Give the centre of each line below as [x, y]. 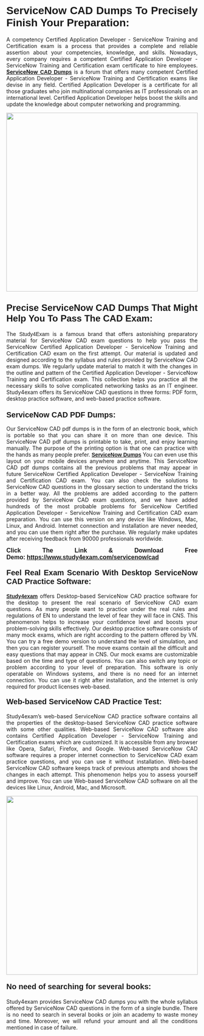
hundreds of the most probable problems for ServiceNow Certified [102, 506]
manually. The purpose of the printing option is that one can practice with [102, 448]
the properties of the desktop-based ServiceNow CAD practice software [102, 723]
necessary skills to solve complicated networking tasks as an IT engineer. [102, 385]
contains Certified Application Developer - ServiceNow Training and [102, 736]
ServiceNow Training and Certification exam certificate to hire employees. [102, 65]
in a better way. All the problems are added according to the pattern [102, 494]
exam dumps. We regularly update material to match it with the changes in [102, 366]
